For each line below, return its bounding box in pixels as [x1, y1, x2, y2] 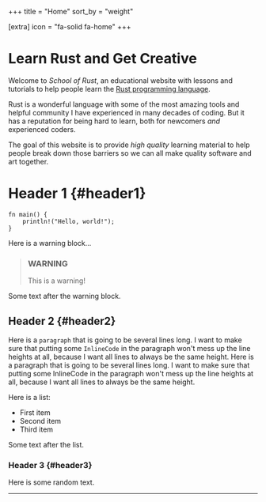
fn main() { [8, 210, 47, 218]
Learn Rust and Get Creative [8, 50, 198, 68]
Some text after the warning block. [8, 292, 121, 301]
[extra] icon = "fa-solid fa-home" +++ [8, 22, 131, 31]
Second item [19, 416, 62, 425]
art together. [8, 157, 49, 166]
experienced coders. [8, 124, 76, 134]
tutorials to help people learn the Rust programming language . [8, 84, 211, 93]
